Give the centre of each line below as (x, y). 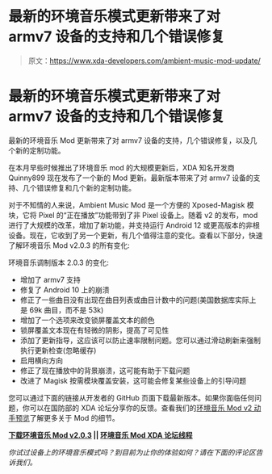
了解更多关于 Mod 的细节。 (74, 417)
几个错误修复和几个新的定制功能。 (79, 187)
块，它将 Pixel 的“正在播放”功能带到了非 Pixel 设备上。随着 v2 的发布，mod (133, 215)
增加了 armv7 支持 (50, 279)
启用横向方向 (41, 360)
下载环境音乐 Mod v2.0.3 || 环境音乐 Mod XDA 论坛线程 (100, 435)
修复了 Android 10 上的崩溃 (65, 289)
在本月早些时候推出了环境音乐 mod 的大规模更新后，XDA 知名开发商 (121, 167)
